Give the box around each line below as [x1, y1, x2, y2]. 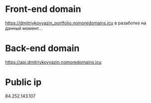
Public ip [5, 77, 42, 88]
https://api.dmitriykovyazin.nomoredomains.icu [5, 59, 102, 65]
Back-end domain [5, 43, 80, 54]
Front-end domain [5, 3, 81, 15]
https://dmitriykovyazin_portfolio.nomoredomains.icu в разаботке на [5, 20, 147, 26]
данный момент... [5, 25, 43, 31]
